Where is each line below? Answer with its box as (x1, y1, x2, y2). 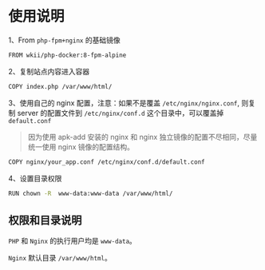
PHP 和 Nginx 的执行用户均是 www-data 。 (8, 236, 137, 246)
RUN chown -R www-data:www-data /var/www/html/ (8, 189, 173, 197)
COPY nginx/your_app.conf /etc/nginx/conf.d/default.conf (8, 157, 205, 166)
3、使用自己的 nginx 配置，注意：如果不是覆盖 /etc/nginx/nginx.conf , (8, 97, 240, 108)
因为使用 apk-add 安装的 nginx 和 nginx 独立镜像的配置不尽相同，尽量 (27, 132, 258, 141)
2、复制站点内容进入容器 (8, 66, 90, 76)
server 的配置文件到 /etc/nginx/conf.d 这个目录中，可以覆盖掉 (17, 108, 224, 117)
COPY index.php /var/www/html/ (8, 82, 113, 90)
